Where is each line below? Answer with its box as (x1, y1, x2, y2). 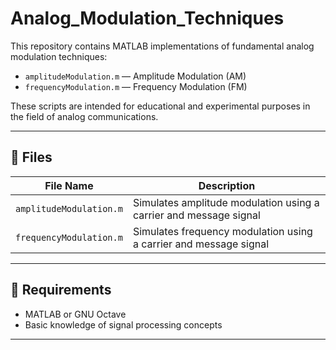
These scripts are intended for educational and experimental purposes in (10, 100, 311, 112)
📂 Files (10, 149, 53, 166)
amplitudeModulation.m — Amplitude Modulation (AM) (24, 70, 247, 82)
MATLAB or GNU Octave (24, 308, 127, 320)
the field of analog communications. (10, 110, 159, 122)
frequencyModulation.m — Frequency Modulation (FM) (24, 80, 248, 92)
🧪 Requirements (10, 282, 112, 299)
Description (198, 178, 256, 192)
